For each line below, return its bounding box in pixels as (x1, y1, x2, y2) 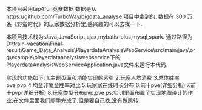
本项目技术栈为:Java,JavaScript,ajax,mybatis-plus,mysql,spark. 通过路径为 (6, 33, 193, 40)
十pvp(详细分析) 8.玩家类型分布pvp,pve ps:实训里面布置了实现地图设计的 (6, 89, 188, 96)
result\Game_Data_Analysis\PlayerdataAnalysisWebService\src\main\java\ (6, 47, 190, 53)
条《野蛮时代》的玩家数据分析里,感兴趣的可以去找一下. (6, 21, 143, 27)
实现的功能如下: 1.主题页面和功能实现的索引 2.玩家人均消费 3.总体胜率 (6, 74, 180, 81)
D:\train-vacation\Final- (6, 40, 65, 47)
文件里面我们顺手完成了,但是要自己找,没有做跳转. (18, 97, 141, 104)
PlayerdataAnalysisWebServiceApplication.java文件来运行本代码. (6, 61, 168, 68)
